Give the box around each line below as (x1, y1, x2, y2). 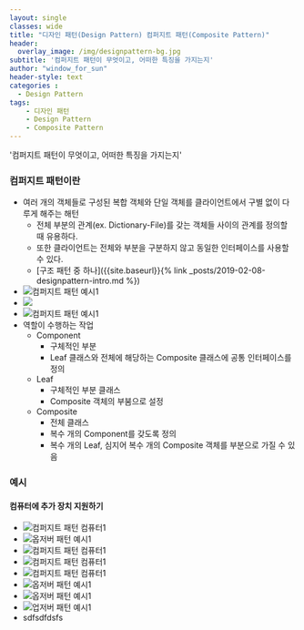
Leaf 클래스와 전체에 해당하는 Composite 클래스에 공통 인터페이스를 (49, 352, 292, 363)
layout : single (9, 13, 67, 23)
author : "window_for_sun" (9, 65, 107, 74)
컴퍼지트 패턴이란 (9, 174, 81, 187)
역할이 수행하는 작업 (22, 320, 94, 330)
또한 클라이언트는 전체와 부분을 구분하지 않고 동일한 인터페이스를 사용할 (35, 242, 289, 253)
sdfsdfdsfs (22, 612, 64, 624)
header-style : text (9, 73, 84, 82)
